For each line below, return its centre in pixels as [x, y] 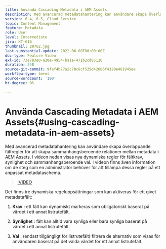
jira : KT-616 [19, 42]
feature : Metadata [24, 28]
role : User [16, 33]
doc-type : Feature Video [31, 55]
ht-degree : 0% [20, 83]
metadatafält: [19, 197]
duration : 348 [20, 65]
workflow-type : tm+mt [27, 74]
